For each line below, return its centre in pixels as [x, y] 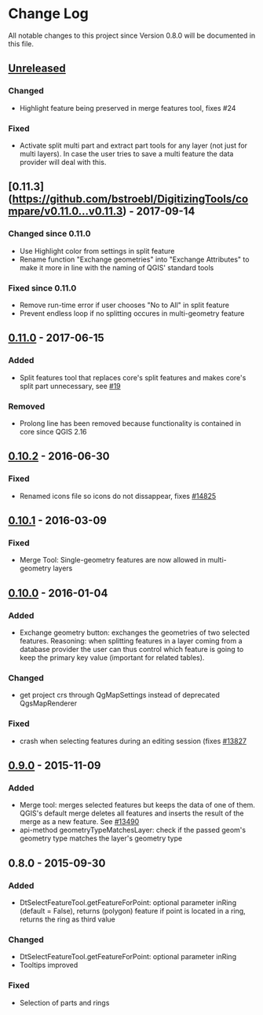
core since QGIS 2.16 [53, 431]
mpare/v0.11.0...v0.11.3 [66, 212]
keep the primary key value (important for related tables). [112, 658]
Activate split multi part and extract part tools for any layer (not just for [133, 145]
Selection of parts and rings [64, 1002]
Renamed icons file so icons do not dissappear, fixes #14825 [118, 496]
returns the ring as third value [67, 919]
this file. [21, 43]
